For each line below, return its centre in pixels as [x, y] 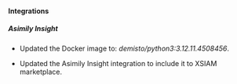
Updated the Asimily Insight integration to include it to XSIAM [118, 63]
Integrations [29, 11]
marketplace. [41, 72]
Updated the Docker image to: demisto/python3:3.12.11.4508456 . [124, 48]
